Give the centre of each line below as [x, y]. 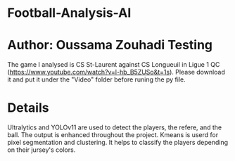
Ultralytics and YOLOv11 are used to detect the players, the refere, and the [115, 127]
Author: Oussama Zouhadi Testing [110, 45]
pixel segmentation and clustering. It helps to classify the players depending [118, 143]
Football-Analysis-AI [69, 13]
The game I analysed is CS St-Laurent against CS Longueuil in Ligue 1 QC [114, 65]
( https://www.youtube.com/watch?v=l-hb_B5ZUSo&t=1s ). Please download [116, 72]
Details [28, 108]
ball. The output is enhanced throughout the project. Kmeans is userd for [113, 135]
